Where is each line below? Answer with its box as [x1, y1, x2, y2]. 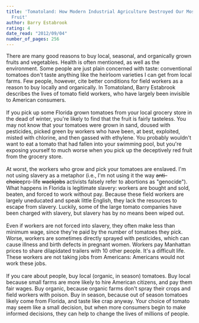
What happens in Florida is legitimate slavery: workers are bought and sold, [6, 185, 190, 191]
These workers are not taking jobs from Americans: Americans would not [6, 254, 185, 260]
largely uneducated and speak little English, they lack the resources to [6, 197, 178, 204]
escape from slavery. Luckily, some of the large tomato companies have [6, 204, 182, 210]
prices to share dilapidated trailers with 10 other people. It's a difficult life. [6, 247, 185, 254]
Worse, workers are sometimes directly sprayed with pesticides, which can [6, 235, 190, 241]
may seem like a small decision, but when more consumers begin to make [6, 304, 187, 311]
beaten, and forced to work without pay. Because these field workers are [6, 190, 184, 198]
